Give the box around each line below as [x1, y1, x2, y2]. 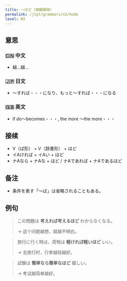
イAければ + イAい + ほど [12, 152, 64, 158]
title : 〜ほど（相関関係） [5, 7, 54, 12]
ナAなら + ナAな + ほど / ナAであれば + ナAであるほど [12, 158, 123, 164]
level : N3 [5, 16, 26, 21]
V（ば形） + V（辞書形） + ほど [12, 145, 77, 151]
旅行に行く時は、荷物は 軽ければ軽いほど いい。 [17, 239, 115, 245]
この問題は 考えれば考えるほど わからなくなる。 [17, 218, 115, 224]
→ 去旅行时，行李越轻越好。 [17, 249, 75, 255]
